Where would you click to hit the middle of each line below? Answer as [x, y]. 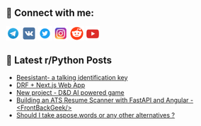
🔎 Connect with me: [50, 13]
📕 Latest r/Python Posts [59, 61]
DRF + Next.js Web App [51, 85]
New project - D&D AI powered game [70, 92]
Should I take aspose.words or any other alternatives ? [96, 115]
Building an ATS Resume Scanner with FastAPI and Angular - [105, 100]
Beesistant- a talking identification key [72, 77]
